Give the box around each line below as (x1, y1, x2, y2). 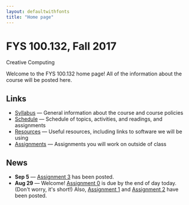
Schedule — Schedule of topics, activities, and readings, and (14, 115, 163, 123)
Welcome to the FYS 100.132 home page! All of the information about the (6, 70, 183, 77)
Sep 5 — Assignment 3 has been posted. (14, 173, 114, 180)
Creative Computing (6, 59, 55, 66)
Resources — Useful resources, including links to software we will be (14, 128, 183, 135)
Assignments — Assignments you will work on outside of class (14, 141, 167, 148)
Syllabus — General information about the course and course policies (14, 110, 184, 117)
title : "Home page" (6, 14, 54, 20)
